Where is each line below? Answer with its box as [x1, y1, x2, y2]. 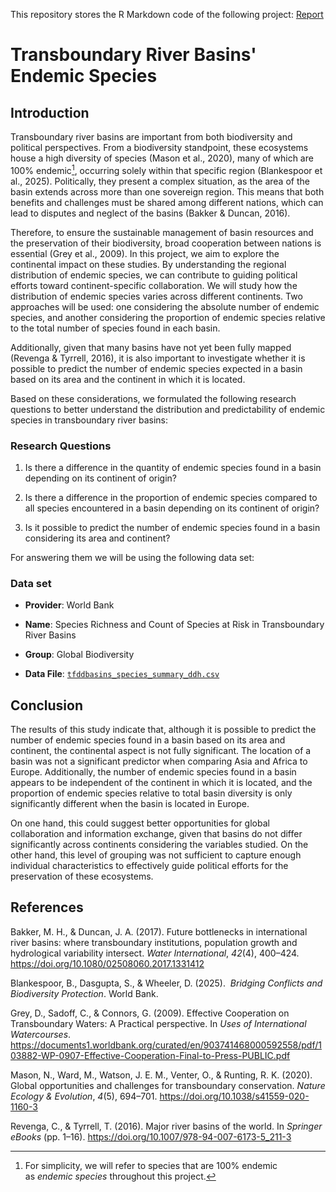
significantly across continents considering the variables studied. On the [10, 839, 309, 851]
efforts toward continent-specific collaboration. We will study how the [10, 279, 298, 291]
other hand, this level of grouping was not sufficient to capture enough [10, 849, 302, 861]
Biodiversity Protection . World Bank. [10, 987, 159, 999]
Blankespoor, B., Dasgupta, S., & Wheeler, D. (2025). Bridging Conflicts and [10, 977, 323, 989]
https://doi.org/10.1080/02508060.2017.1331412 [10, 957, 205, 969]
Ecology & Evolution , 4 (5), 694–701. [10, 1090, 158, 1102]
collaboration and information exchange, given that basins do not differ [10, 828, 303, 840]
